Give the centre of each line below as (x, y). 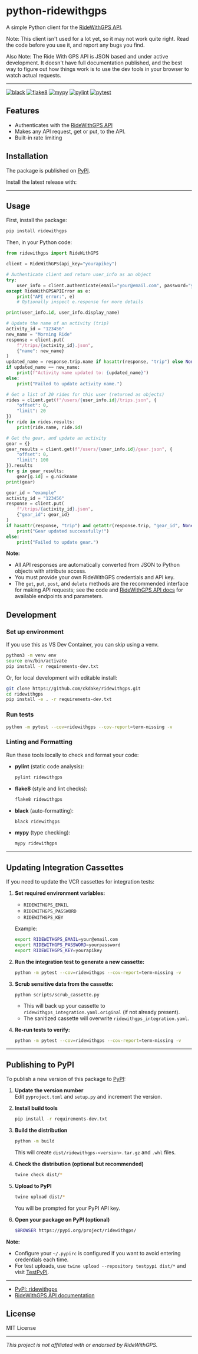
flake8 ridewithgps (39, 799)
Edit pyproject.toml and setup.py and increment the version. (88, 1097)
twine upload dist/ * (40, 1197)
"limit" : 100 (33, 460)
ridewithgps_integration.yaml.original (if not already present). (102, 1012)
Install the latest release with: (42, 182)
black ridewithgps (37, 822)
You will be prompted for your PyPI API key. (67, 1208)
